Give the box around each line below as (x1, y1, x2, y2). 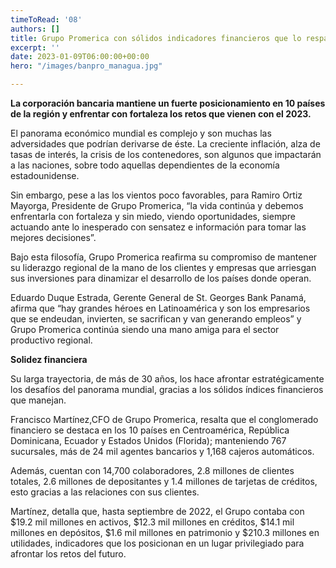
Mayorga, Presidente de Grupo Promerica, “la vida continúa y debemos (10, 200, 304, 211)
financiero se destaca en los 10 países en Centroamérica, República (10, 424, 290, 436)
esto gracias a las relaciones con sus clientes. (10, 486, 200, 498)
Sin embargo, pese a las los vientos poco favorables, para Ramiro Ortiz (10, 189, 303, 201)
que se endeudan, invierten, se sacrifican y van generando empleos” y (10, 313, 302, 325)
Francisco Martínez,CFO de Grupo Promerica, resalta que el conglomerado (10, 414, 319, 425)
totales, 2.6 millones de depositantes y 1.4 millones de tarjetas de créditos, (10, 476, 318, 487)
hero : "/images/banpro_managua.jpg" (10, 61, 163, 71)
